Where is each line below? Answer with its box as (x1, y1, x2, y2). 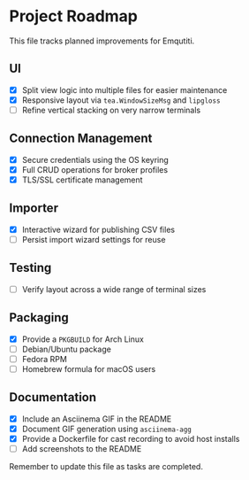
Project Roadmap (9, 6, 139, 27)
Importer (9, 201, 59, 216)
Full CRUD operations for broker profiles (21, 164, 169, 174)
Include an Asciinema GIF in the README (21, 414, 172, 424)
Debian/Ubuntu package (21, 344, 112, 354)
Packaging (9, 310, 69, 325)
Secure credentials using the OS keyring (21, 154, 170, 165)
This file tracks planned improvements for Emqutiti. (9, 35, 195, 46)
